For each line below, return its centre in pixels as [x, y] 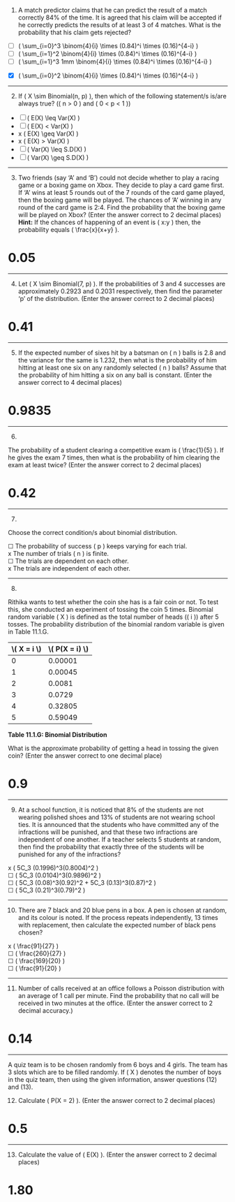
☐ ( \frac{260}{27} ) [37, 953]
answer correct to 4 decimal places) [70, 383]
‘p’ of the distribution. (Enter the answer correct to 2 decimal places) [116, 299]
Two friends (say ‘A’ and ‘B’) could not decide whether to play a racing [119, 178]
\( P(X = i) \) [69, 649]
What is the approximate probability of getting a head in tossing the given [113, 748]
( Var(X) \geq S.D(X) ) [58, 158]
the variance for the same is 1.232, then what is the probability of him [117, 360]
